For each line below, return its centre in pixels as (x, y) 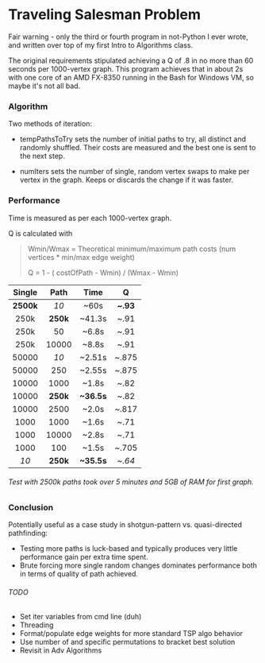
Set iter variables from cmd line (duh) (81, 617)
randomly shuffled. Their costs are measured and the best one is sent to (138, 148)
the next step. (42, 156)
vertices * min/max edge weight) (81, 257)
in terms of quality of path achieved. (79, 574)
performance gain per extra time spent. (84, 557)
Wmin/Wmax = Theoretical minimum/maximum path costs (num (132, 249)
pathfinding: (28, 533)
